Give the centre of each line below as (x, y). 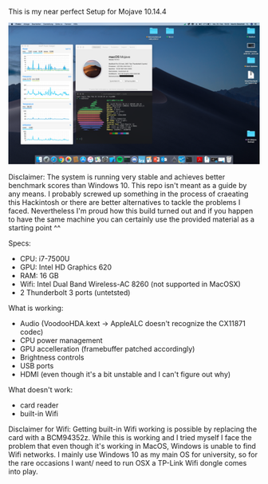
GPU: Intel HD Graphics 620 (66, 267)
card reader (39, 405)
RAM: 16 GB (39, 275)
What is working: (36, 308)
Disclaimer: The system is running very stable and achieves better (117, 177)
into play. (23, 471)
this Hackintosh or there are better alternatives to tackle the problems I (124, 202)
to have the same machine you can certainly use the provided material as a (132, 219)
